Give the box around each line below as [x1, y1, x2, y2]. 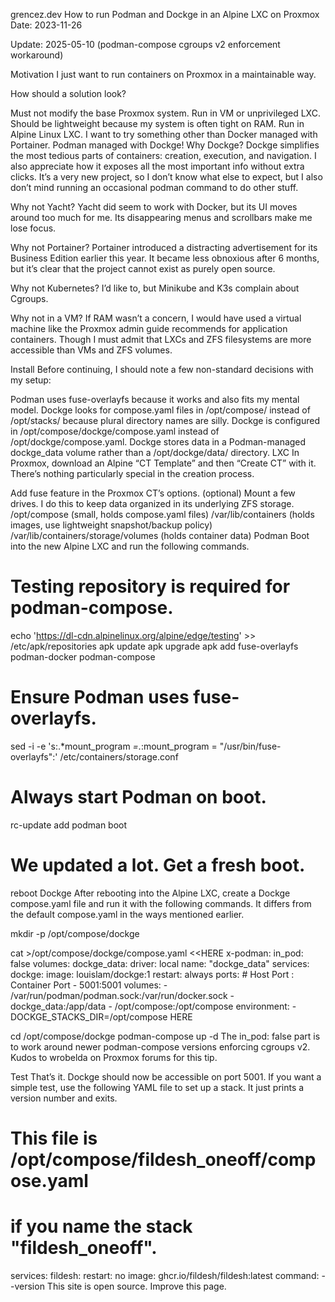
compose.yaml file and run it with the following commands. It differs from [10, 897, 312, 909]
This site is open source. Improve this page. [46, 1280, 227, 1292]
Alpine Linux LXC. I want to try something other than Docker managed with [10, 129, 318, 140]
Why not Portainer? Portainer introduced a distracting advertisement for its [10, 242, 318, 253]
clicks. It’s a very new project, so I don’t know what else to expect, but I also [10, 171, 323, 183]
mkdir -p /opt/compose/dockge [10, 927, 140, 939]
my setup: [10, 374, 52, 386]
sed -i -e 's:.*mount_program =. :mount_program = [10, 740, 218, 752]
